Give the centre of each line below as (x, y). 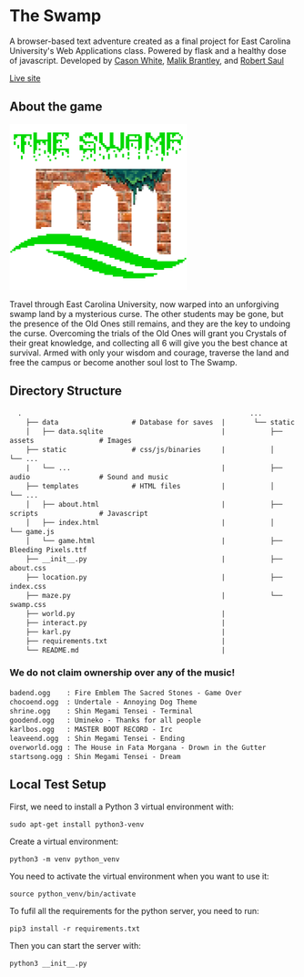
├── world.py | (126, 613)
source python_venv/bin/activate (73, 894)
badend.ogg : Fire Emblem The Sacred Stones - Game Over (126, 693)
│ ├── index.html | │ (150, 522)
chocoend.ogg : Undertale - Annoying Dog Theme (103, 702)
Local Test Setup (58, 785)
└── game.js (32, 531)
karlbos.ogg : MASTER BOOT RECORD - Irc (91, 729)
